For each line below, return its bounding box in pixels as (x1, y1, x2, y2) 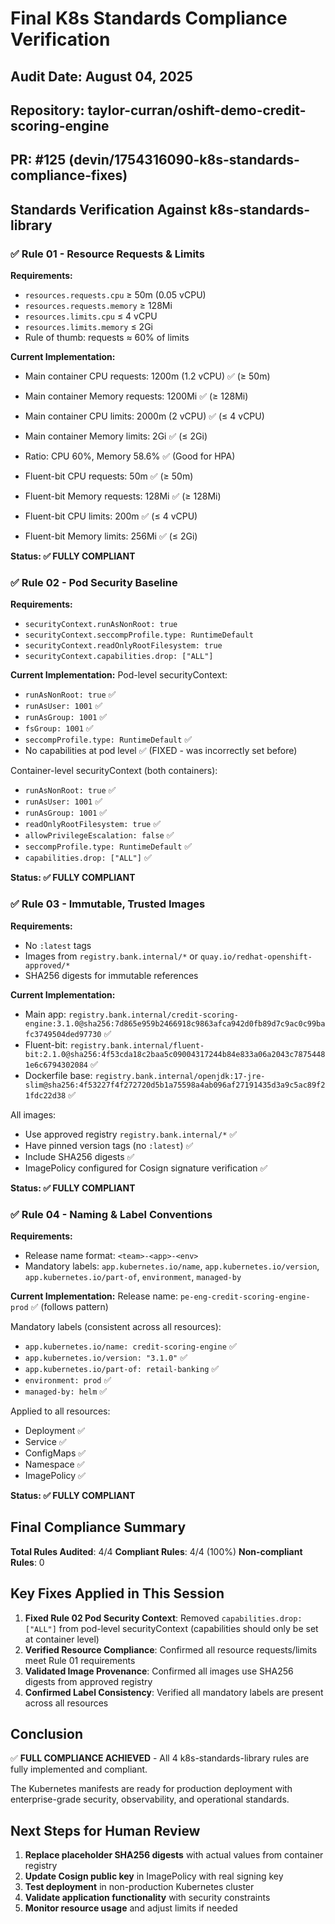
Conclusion (10, 1725, 84, 1742)
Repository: (10, 102, 85, 119)
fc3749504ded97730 (24, 1029, 102, 1039)
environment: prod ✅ (24, 1373, 112, 1386)
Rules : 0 (10, 1556, 45, 1568)
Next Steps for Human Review (10, 1822, 201, 1839)
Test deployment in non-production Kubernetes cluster (24, 1881, 255, 1893)
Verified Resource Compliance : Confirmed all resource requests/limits (24, 1643, 318, 1656)
